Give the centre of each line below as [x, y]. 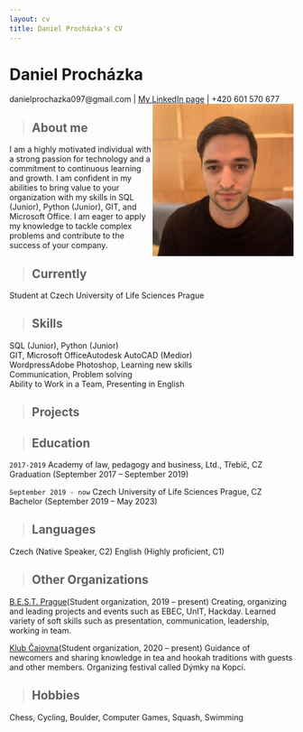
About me [60, 128]
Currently [59, 274]
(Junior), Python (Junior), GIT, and [73, 207]
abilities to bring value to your [64, 188]
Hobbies [55, 695]
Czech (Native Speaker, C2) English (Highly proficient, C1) [117, 551]
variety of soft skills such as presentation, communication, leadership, [139, 621]
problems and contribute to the [67, 236]
